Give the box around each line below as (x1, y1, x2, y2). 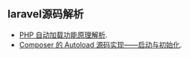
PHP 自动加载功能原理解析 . (18, 30, 109, 40)
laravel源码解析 (7, 7, 85, 21)
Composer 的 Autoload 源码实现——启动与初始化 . (18, 40, 183, 49)
